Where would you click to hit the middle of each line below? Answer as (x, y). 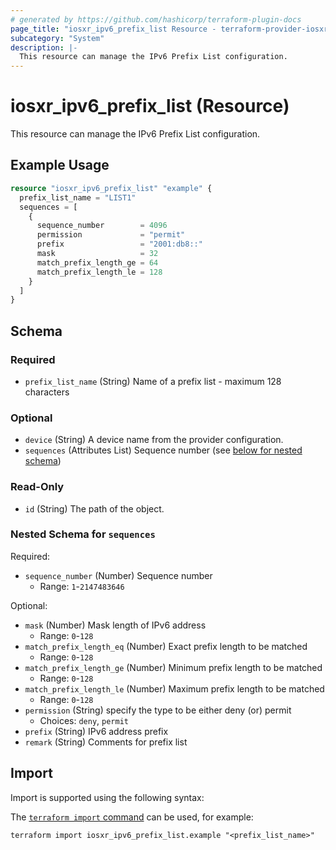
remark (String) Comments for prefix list (106, 742)
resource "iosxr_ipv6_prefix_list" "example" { (111, 188)
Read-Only (37, 487)
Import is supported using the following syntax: (107, 797)
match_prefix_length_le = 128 (99, 272)
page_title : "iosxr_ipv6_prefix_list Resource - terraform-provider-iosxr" (171, 29)
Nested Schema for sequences (83, 534)
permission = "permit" (111, 235)
